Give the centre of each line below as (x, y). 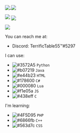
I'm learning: (17, 106)
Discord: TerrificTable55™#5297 (44, 46)
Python (43, 66)
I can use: (15, 56)
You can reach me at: (26, 37)
